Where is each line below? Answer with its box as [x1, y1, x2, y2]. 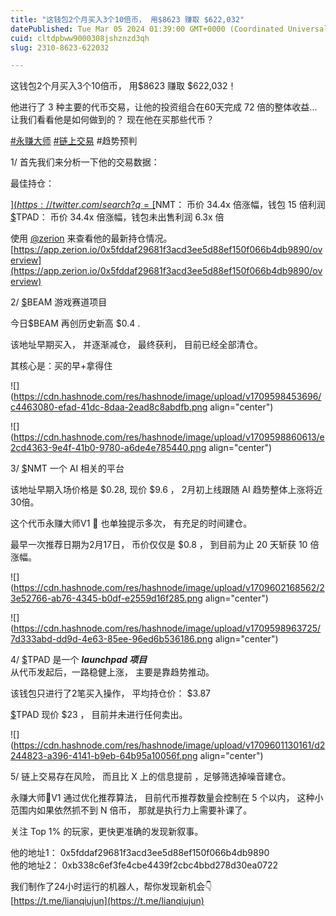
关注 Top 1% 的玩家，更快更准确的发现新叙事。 [10, 826, 204, 838]
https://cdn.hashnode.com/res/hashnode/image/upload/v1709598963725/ [13, 622, 322, 635]
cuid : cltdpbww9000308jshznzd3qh [10, 33, 150, 43]
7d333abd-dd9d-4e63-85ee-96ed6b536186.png [10, 633, 213, 645]
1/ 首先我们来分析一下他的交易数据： [10, 156, 160, 168]
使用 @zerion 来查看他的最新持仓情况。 [10, 232, 173, 245]
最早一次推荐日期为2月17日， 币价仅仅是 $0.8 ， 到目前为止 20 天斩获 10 [10, 539, 308, 551]
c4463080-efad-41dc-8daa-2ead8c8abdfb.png [10, 401, 208, 413]
